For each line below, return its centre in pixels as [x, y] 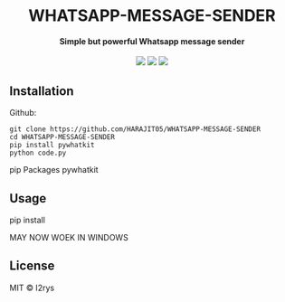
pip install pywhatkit [52, 146]
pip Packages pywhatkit [54, 170]
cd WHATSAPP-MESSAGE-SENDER [62, 137]
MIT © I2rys [32, 288]
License [32, 266]
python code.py [38, 153]
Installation [42, 91]
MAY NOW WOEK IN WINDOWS [69, 238]
